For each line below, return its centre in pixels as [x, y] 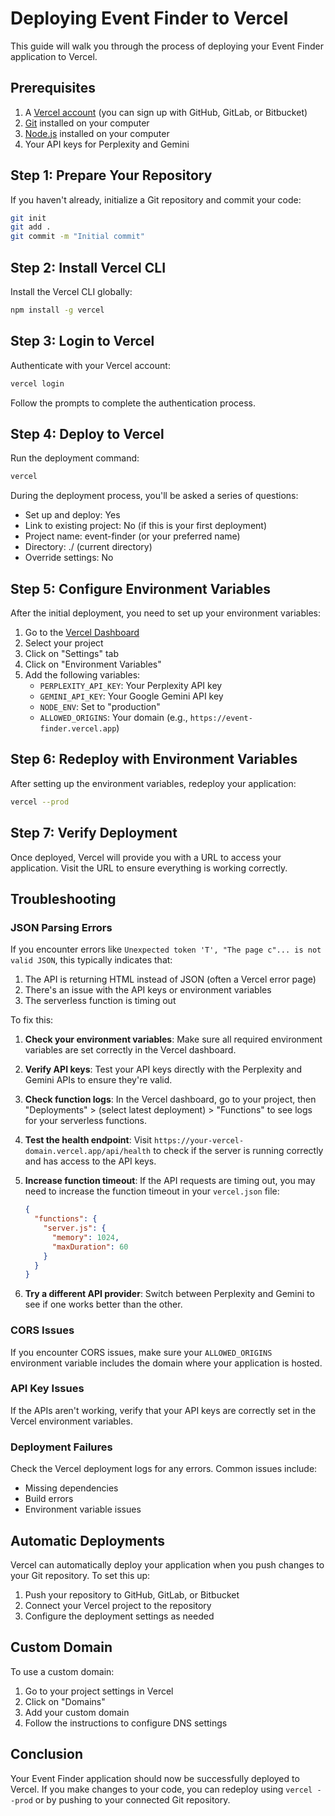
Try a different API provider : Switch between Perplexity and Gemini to [169, 1294]
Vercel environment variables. [71, 1421]
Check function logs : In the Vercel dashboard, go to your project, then [170, 1099]
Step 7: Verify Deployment [94, 833]
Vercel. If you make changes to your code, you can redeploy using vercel [161, 1789]
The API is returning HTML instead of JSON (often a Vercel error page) [170, 979]
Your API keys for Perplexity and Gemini [107, 144]
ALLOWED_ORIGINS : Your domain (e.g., [113, 718]
